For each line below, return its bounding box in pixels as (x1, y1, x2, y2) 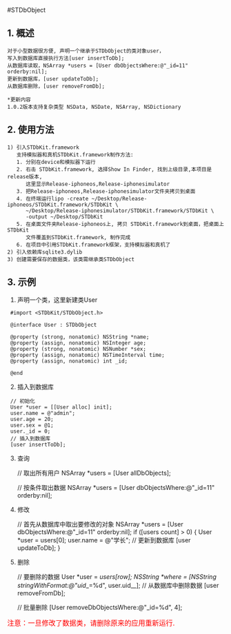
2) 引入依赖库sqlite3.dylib (7, 248, 83, 256)
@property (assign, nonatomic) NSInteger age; (10, 340, 147, 347)
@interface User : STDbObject (10, 322, 97, 329)
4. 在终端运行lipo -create (16, 195, 89, 202)
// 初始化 (10, 398, 36, 405)
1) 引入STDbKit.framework (7, 144, 79, 151)
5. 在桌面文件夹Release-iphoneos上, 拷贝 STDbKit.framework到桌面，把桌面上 (16, 221, 224, 227)
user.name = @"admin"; (10, 410, 76, 417)
